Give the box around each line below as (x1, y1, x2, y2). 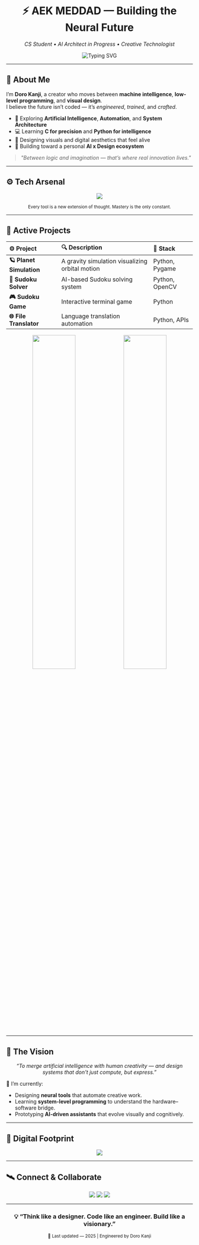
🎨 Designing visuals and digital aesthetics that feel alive (14, 136, 150, 143)
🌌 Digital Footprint (6, 1133, 74, 1143)
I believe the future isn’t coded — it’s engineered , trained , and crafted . (6, 103, 177, 110)
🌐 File (9, 312, 26, 320)
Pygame (153, 264, 176, 273)
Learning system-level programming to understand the (14, 1098, 152, 1105)
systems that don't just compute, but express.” (42, 1069, 157, 1076)
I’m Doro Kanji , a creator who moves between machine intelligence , (6, 90, 174, 97)
